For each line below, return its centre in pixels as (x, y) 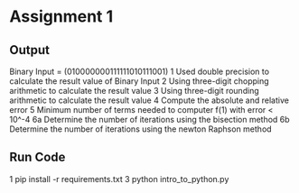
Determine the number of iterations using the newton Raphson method (141, 129)
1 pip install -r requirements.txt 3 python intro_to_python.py (119, 179)
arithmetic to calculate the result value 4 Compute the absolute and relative (149, 100)
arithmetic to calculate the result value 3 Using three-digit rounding (134, 91)
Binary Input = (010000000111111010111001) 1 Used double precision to (139, 71)
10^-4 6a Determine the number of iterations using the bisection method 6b (150, 119)
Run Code (37, 157)
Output (29, 50)
